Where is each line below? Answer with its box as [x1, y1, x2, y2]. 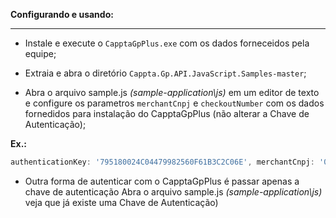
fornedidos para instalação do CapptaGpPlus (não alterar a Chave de [24, 108, 310, 119]
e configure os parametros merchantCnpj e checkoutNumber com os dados [24, 97, 325, 109]
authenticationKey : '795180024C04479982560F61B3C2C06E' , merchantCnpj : [10, 157, 315, 167]
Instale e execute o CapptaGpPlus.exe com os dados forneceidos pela [24, 37, 310, 49]
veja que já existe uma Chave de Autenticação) [24, 196, 219, 208]
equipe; [24, 48, 57, 59]
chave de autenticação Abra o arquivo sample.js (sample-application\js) [24, 185, 323, 198]
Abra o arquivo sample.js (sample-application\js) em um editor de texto [24, 87, 320, 98]
